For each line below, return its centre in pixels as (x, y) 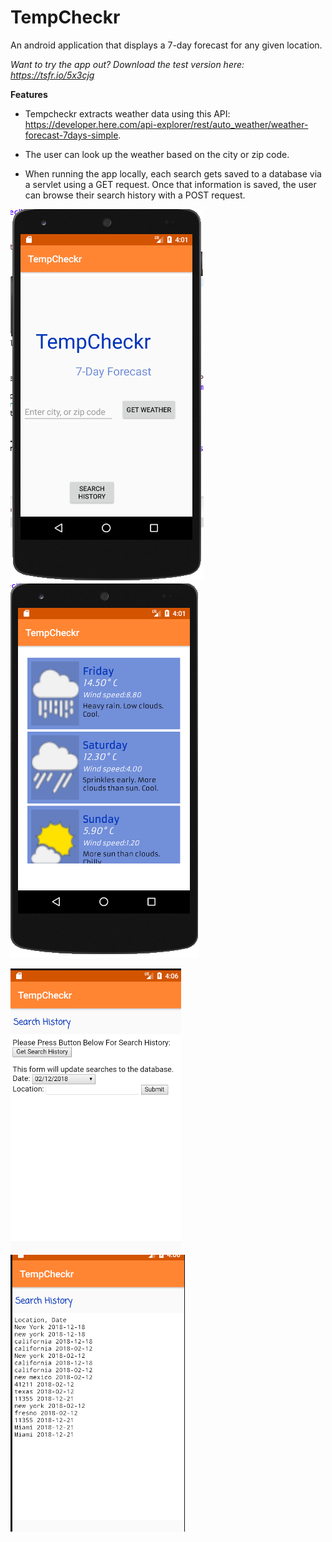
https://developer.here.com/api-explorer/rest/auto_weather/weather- (166, 124)
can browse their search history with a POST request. (135, 195)
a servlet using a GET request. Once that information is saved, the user (170, 184)
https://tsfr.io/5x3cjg (52, 75)
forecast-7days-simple (71, 135)
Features (29, 94)
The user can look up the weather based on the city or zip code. (157, 154)
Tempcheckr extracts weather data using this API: (127, 113)
